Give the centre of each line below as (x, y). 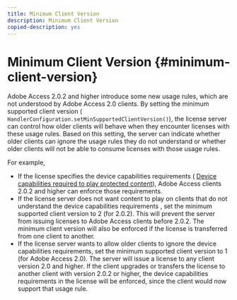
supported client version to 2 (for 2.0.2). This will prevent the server (116, 214)
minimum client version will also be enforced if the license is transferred (122, 229)
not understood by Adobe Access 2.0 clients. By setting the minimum (108, 104)
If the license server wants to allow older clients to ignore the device (117, 244)
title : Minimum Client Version (53, 14)
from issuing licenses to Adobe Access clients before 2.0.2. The (111, 221)
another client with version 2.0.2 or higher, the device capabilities (113, 274)
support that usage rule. (53, 289)
